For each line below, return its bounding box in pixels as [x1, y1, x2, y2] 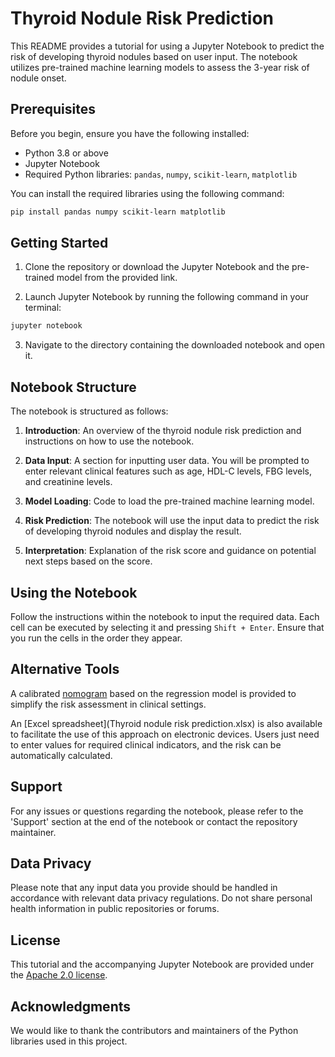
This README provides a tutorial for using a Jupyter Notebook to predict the [10, 40, 325, 52]
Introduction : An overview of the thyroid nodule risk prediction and [24, 425, 302, 437]
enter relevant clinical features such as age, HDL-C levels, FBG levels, [24, 465, 312, 477]
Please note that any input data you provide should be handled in [10, 882, 278, 894]
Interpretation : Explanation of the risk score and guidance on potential [24, 545, 317, 557]
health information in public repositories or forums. [10, 903, 220, 915]
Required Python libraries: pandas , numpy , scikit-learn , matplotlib [24, 168, 298, 180]
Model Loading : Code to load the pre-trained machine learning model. [24, 495, 315, 507]
